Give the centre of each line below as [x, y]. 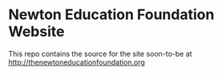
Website [36, 32]
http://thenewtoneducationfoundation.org [77, 62]
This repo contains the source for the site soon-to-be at [100, 53]
